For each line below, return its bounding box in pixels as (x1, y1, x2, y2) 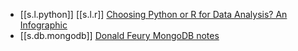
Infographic (19, 19, 68, 31)
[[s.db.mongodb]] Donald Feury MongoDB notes (19, 30, 220, 41)
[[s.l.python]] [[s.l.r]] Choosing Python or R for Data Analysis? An (19, 9, 288, 20)
